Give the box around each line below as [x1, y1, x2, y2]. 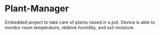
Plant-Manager [5, 3, 69, 14]
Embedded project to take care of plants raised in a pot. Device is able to [5, 19, 155, 25]
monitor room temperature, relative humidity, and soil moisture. [5, 24, 135, 30]
